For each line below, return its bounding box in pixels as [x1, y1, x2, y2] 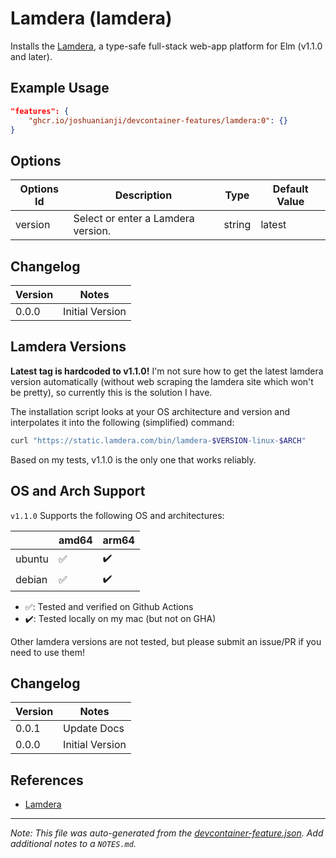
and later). [10, 50, 53, 62]
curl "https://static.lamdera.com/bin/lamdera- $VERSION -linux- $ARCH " [10, 435, 307, 446]
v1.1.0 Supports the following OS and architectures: [10, 509, 225, 521]
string [223, 218, 252, 232]
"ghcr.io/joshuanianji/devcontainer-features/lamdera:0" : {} [28, 115, 288, 126]
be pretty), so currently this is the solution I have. [10, 386, 213, 398]
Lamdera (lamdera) [10, 7, 173, 30]
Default [272, 182, 309, 196]
